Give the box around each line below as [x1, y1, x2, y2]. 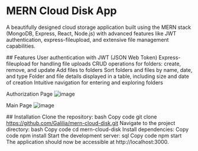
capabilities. [6, 42, 35, 50]
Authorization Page [6, 90, 53, 97]
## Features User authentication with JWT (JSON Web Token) [6, 54, 158, 61]
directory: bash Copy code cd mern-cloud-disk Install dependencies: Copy [6, 126, 189, 133]
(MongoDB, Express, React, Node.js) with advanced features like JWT [6, 29, 177, 37]
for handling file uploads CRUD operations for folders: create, [31, 60, 181, 67]
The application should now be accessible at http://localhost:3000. [6, 138, 169, 145]
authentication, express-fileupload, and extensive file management [6, 36, 169, 43]
